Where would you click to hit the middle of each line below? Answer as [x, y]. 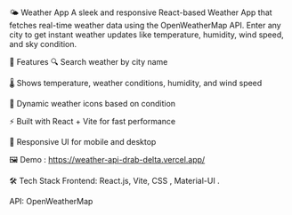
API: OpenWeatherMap [51, 201]
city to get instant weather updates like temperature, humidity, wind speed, [147, 35]
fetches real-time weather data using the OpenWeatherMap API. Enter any [146, 25]
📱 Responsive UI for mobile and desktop [83, 142]
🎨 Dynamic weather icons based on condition [93, 104]
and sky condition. [43, 44]
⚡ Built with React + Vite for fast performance [93, 121]
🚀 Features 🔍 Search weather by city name [89, 62]
